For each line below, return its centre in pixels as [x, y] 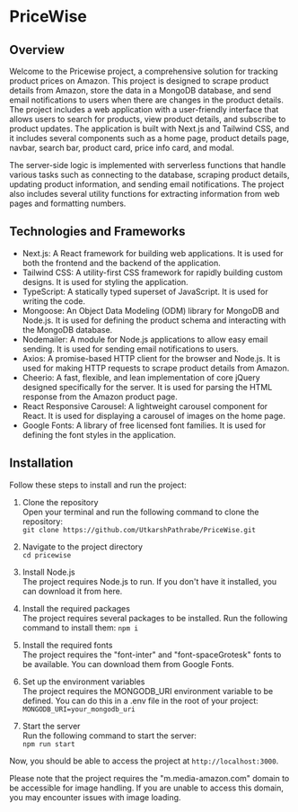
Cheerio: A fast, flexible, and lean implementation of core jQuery [141, 377]
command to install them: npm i [80, 628]
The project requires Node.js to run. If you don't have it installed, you [149, 581]
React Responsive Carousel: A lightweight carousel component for [145, 406]
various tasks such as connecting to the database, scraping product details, [149, 174]
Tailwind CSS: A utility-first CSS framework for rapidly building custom [153, 272]
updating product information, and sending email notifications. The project [147, 184]
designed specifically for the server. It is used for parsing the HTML [147, 387]
